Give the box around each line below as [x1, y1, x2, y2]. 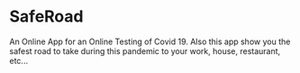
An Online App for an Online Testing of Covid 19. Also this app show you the [9, 36, 291, 47]
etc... [9, 55, 29, 66]
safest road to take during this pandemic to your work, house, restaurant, [9, 45, 281, 56]
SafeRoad [9, 6, 84, 27]
